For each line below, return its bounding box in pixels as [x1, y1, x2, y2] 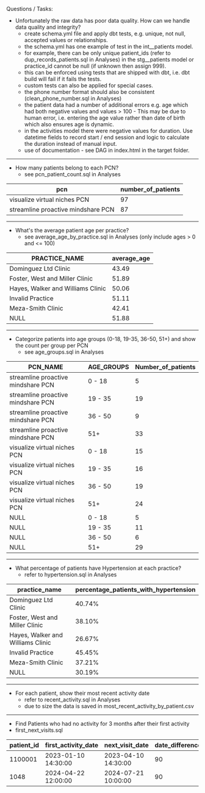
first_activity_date [45, 741, 99, 749]
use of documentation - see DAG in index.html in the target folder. [24, 146, 190, 154]
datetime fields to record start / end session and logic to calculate [24, 134, 190, 141]
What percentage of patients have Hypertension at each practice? [15, 564, 182, 572]
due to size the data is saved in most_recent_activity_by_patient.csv [24, 703, 194, 709]
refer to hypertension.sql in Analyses [24, 571, 117, 578]
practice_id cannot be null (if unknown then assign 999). [24, 62, 167, 70]
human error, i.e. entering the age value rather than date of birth [24, 114, 185, 121]
